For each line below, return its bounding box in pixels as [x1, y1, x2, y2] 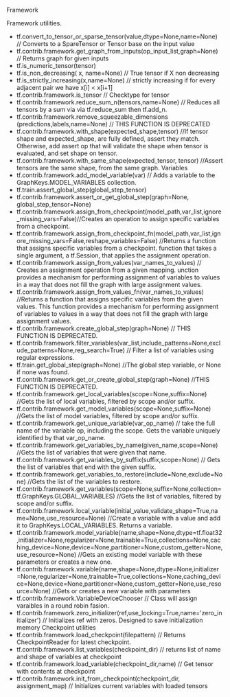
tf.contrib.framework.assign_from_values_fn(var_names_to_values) [16, 288, 204, 296]
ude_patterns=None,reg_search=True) [16, 346, 125, 354]
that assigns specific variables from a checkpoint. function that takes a [16, 244, 217, 252]
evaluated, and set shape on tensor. [16, 149, 118, 157]
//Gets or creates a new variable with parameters [51, 587, 191, 595]
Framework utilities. [6, 19, 62, 27]
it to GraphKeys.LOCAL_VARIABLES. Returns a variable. [16, 521, 173, 529]
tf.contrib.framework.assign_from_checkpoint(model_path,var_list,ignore [16, 207, 222, 216]
